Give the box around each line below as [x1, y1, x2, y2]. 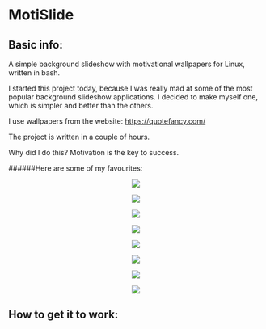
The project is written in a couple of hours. [8, 132, 150, 141]
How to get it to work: [8, 308, 119, 322]
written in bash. [8, 68, 61, 78]
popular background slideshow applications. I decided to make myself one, [8, 92, 259, 102]
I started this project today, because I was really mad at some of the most [8, 83, 253, 93]
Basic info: [8, 38, 63, 52]
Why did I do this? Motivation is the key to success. [8, 148, 179, 157]
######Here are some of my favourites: [8, 163, 143, 173]
